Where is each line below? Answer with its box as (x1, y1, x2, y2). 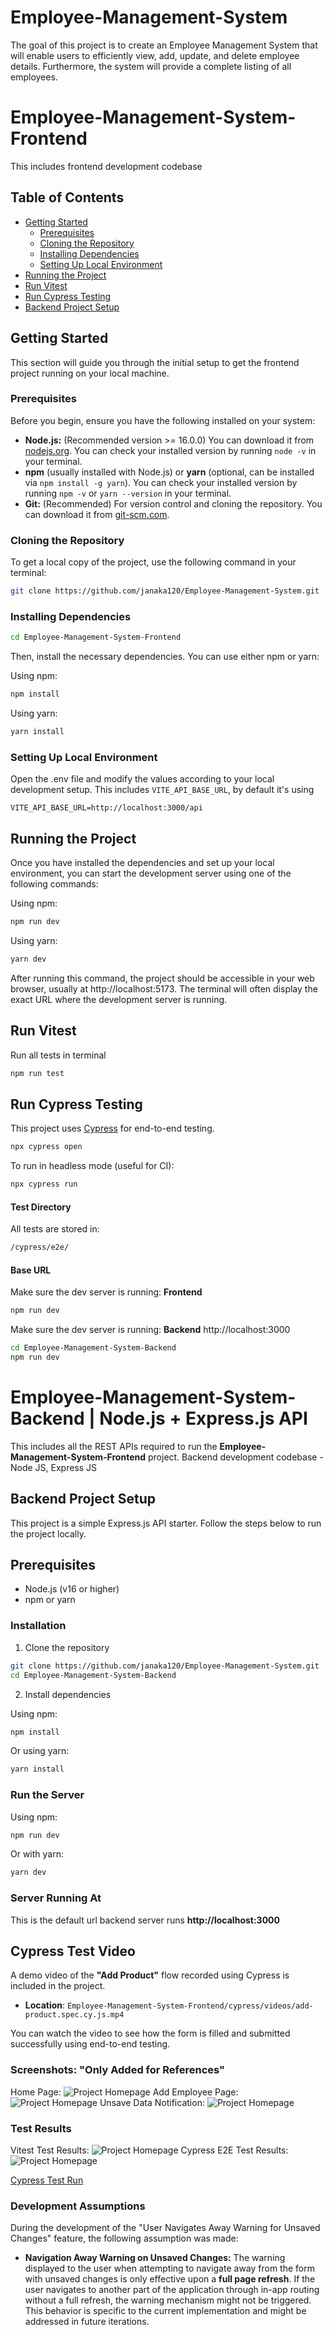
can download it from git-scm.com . (24, 508, 170, 520)
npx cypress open (10, 1142, 83, 1152)
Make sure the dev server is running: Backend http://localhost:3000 (10, 1324, 291, 1336)
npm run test (10, 1068, 65, 1078)
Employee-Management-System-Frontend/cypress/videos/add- (67, 2001, 314, 2011)
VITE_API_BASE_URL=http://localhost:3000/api (10, 803, 203, 813)
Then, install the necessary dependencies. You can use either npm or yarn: (10, 651, 320, 663)
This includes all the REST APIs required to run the (10, 1440, 218, 1452)
